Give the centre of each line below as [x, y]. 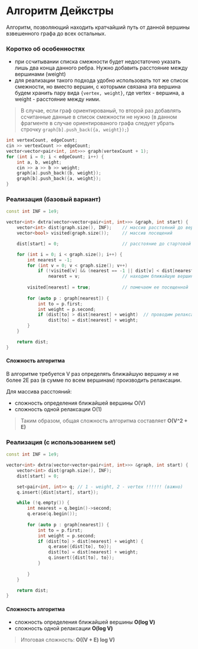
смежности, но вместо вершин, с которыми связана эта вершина [98, 87]
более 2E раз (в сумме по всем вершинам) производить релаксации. [94, 380]
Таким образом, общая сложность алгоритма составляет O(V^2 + [104, 421]
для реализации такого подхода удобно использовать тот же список [101, 80]
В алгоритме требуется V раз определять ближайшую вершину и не [93, 373]
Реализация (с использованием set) [61, 442]
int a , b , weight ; [39, 162]
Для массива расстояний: [39, 391]
